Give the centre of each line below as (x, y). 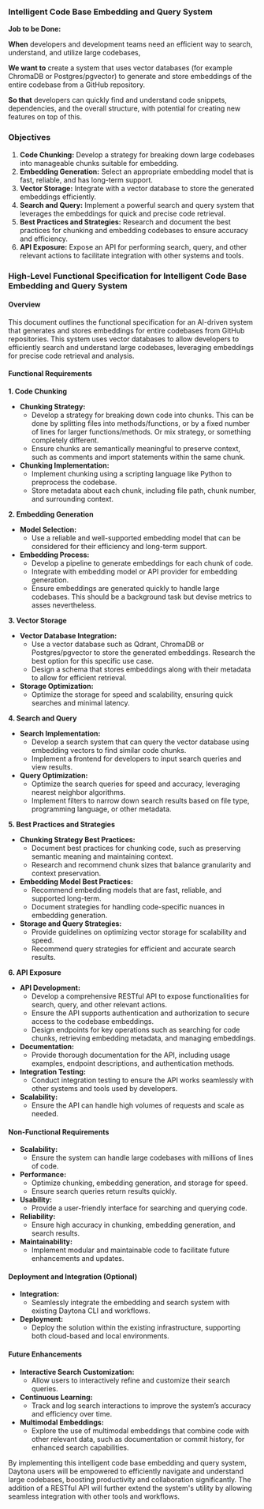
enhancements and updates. (78, 1259)
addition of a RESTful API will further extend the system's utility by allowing (130, 1488)
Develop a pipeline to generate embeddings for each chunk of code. (142, 563)
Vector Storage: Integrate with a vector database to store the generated (137, 188)
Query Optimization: (54, 775)
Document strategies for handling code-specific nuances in (128, 906)
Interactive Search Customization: (77, 1372)
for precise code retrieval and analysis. (71, 356)
